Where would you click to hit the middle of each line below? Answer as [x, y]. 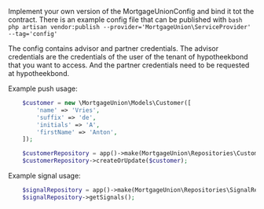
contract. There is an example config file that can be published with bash [125, 20]
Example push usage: [43, 88]
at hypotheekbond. [38, 73]
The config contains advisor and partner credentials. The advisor [114, 49]
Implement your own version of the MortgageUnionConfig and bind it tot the [131, 11]
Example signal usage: [44, 176]
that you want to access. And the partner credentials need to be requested [129, 65]
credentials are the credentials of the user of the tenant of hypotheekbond [128, 57]
